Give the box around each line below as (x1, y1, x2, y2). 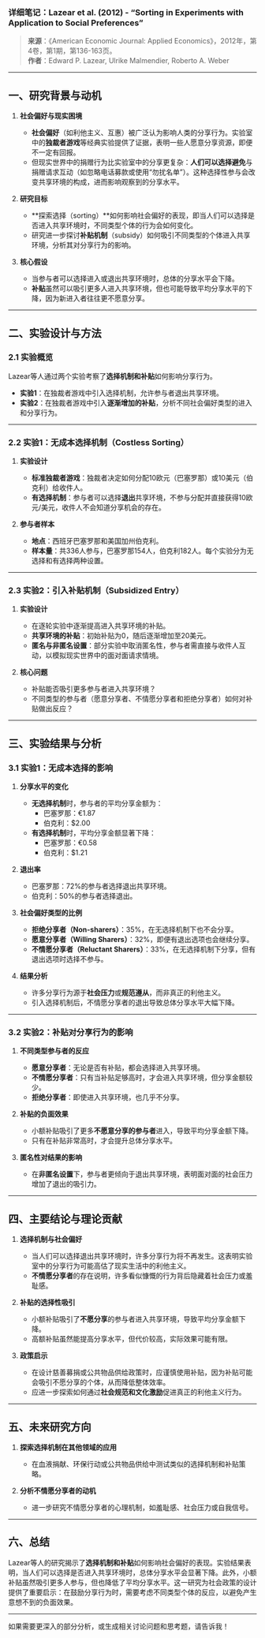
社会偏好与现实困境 (19, 111, 83, 121)
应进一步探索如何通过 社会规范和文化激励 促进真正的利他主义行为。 (31, 1387, 246, 1397)
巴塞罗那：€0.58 (43, 838, 97, 847)
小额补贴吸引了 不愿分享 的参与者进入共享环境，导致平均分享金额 (31, 1315, 239, 1324)
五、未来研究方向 (8, 1420, 91, 1434)
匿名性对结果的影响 (19, 1153, 83, 1162)
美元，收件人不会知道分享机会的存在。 (40, 503, 166, 512)
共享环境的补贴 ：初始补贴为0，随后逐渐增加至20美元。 (31, 631, 211, 641)
